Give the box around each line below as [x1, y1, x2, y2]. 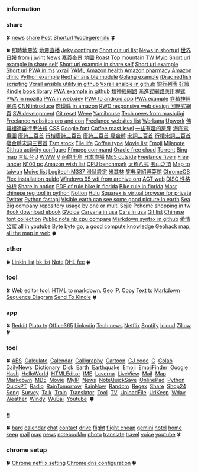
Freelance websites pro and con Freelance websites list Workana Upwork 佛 [6, 117, 191, 124]
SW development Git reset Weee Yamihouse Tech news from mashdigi [12, 110, 184, 117]
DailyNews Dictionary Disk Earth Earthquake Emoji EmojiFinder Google [6, 364, 188, 371]
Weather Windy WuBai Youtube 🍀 [6, 396, 95, 403]
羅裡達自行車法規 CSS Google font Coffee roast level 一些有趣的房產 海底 [6, 125, 184, 132]
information [6, 5, 41, 13]
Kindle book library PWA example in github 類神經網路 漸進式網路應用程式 [6, 88, 186, 95]
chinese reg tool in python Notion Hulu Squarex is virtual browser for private [6, 190, 191, 197]
